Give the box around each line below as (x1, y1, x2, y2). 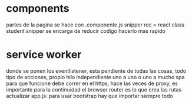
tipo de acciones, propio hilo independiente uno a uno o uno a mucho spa (6, 73, 185, 80)
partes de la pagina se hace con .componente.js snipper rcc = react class (6, 21, 184, 28)
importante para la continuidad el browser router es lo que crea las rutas (6, 86, 182, 93)
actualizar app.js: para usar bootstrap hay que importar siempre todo (6, 92, 173, 99)
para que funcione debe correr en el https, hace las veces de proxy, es (6, 80, 178, 87)
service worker (6, 48, 82, 62)
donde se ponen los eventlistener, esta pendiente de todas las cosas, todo (6, 67, 187, 74)
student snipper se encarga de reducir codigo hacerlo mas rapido (6, 27, 166, 34)
